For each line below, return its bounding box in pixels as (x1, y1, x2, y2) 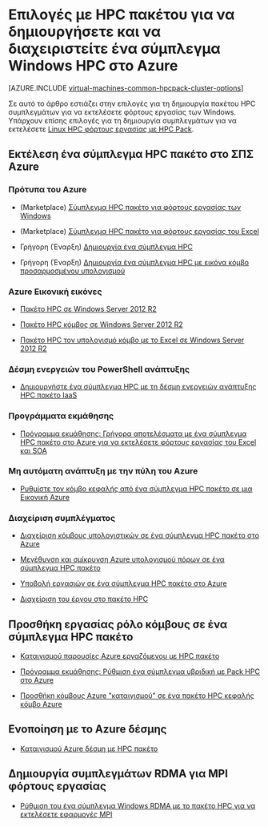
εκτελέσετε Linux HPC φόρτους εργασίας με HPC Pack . (8, 124, 194, 134)
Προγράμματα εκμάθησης (8, 410, 114, 422)
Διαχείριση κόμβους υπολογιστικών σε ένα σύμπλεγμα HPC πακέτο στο (19, 530, 260, 540)
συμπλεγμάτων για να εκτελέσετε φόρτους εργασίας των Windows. (8, 107, 237, 117)
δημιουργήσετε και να (8, 22, 162, 41)
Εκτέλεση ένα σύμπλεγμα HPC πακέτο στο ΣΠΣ (8, 147, 254, 161)
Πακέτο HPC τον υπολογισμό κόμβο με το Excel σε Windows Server (19, 335, 245, 345)
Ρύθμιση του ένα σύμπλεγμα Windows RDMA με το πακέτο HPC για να (19, 801, 256, 810)
